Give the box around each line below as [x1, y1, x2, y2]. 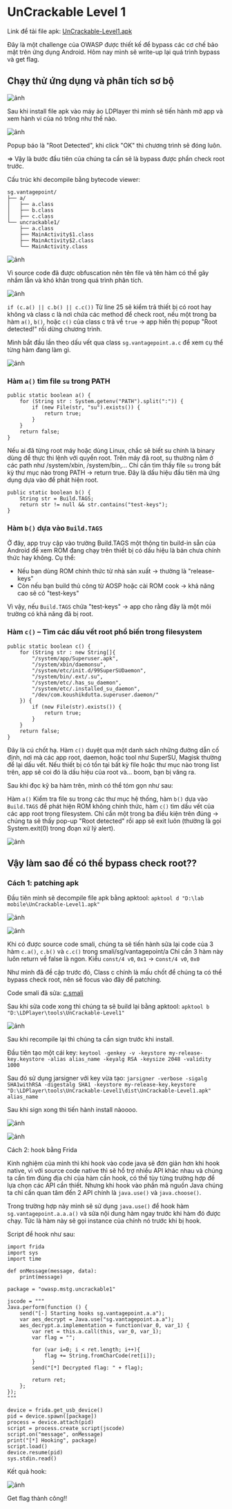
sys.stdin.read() [7, 1455, 57, 1463]
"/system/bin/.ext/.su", [32, 673, 104, 680]
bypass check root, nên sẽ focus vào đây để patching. [7, 976, 162, 984]
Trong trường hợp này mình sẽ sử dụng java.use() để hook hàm [7, 1202, 190, 1210]
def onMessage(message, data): [7, 1268, 97, 1275]
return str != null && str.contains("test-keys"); [19, 501, 168, 508]
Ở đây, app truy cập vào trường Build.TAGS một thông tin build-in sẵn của [7, 539, 216, 547]
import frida [7, 1243, 45, 1250]
